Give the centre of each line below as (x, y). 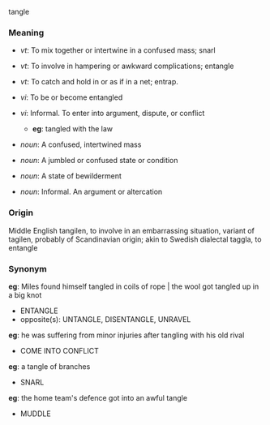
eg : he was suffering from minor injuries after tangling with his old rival (126, 335)
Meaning (26, 32)
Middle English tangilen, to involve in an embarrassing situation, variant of (132, 230)
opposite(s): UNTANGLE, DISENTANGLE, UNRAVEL (105, 319)
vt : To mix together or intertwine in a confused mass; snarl (118, 50)
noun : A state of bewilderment (71, 176)
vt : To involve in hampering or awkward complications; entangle (127, 66)
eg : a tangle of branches (49, 366)
